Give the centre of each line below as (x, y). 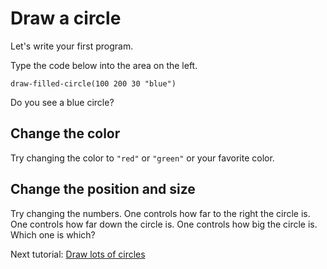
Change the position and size (103, 189)
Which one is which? (53, 234)
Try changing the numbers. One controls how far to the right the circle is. (160, 213)
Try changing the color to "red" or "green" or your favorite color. (142, 158)
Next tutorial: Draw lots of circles (78, 254)
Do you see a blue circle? (62, 102)
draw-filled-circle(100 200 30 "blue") (93, 83)
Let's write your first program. (72, 46)
